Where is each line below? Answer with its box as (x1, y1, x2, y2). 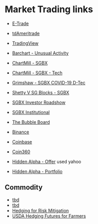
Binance (12, 129, 29, 135)
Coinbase (12, 138, 32, 145)
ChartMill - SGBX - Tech (12, 70, 63, 76)
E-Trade (12, 20, 29, 26)
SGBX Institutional (12, 109, 50, 115)
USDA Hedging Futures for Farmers (12, 213, 86, 219)
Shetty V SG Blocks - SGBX (12, 89, 69, 95)
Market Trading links (5, 4, 93, 15)
